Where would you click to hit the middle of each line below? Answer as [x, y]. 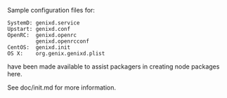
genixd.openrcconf [63, 41]
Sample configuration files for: [51, 10]
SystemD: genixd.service [44, 23]
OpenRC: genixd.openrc [42, 35]
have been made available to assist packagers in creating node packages [113, 66]
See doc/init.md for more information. [61, 87]
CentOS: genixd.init [39, 48]
